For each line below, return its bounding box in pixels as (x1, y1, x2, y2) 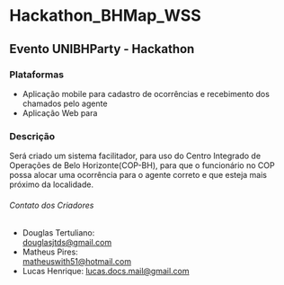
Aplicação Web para (22, 107, 98, 118)
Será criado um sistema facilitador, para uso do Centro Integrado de (9, 150, 262, 162)
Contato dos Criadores (9, 200, 94, 210)
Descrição (9, 129, 56, 142)
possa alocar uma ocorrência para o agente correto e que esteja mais (9, 170, 268, 181)
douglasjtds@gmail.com (22, 237, 112, 248)
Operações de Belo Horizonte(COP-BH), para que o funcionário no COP (9, 160, 276, 171)
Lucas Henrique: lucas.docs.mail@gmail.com (22, 266, 191, 277)
